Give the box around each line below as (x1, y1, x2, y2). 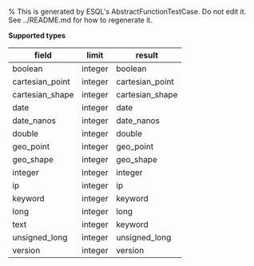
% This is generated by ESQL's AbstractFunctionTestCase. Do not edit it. (8, 7, 247, 16)
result (135, 50, 158, 61)
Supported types (8, 31, 66, 40)
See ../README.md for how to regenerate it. (8, 15, 153, 25)
